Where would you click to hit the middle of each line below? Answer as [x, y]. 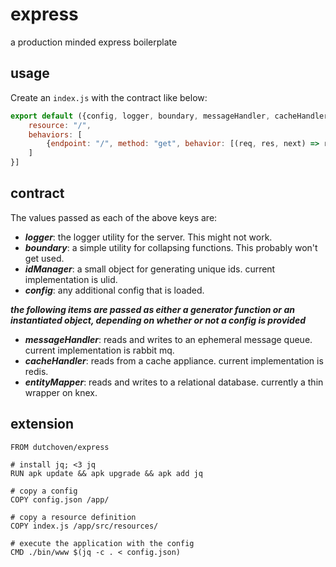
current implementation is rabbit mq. [99, 350]
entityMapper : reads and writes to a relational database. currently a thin [174, 382]
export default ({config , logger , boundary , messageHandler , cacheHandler [169, 116]
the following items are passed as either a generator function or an [152, 309]
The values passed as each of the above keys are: [114, 217]
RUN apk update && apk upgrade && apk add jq [106, 473]
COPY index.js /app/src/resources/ [84, 526]
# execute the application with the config [102, 543]
